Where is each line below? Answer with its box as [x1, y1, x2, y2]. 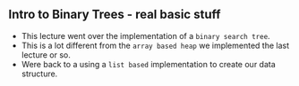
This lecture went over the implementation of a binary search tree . [21, 30, 270, 41]
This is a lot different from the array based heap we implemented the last [21, 40, 290, 51]
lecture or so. [21, 49, 71, 60]
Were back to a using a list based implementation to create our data [21, 59, 277, 69]
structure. [21, 68, 58, 79]
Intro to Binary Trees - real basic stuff [8, 7, 221, 22]
